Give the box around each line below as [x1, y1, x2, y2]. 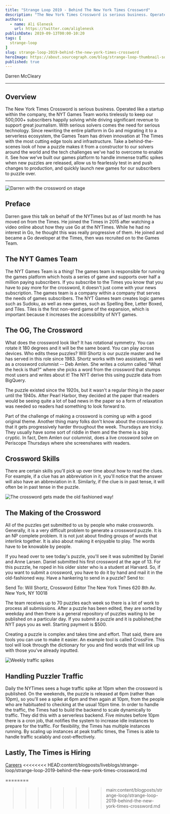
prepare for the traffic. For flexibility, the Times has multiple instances [5, 723, 150, 729]
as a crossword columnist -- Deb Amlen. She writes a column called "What [5, 361, 161, 367]
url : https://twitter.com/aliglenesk [14, 26, 94, 31]
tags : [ [5, 36, 22, 41]
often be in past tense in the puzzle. [5, 484, 80, 490]
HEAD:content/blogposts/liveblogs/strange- [48, 762, 139, 768]
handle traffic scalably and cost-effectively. [5, 733, 96, 740]
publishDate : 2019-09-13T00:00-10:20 [5, 31, 85, 36]
